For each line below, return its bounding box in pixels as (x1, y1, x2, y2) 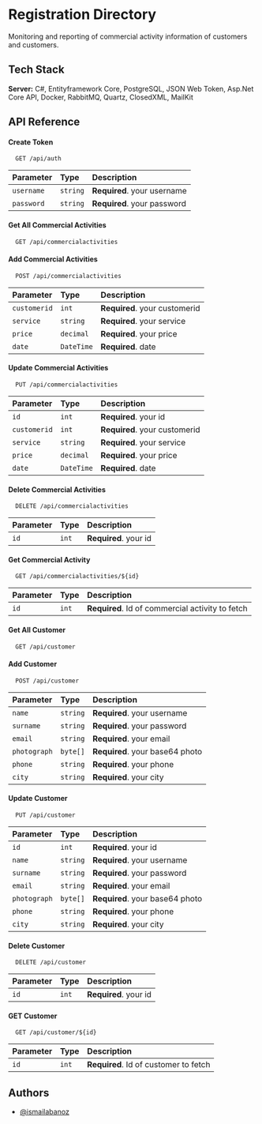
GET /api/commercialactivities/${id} (15, 573, 140, 581)
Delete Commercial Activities (8, 484, 107, 494)
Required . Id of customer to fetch (86, 1059, 211, 1070)
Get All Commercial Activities (8, 220, 107, 230)
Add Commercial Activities (8, 254, 99, 264)
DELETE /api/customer (15, 958, 87, 967)
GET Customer (8, 1011, 58, 1021)
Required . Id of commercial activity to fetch (86, 603, 249, 614)
